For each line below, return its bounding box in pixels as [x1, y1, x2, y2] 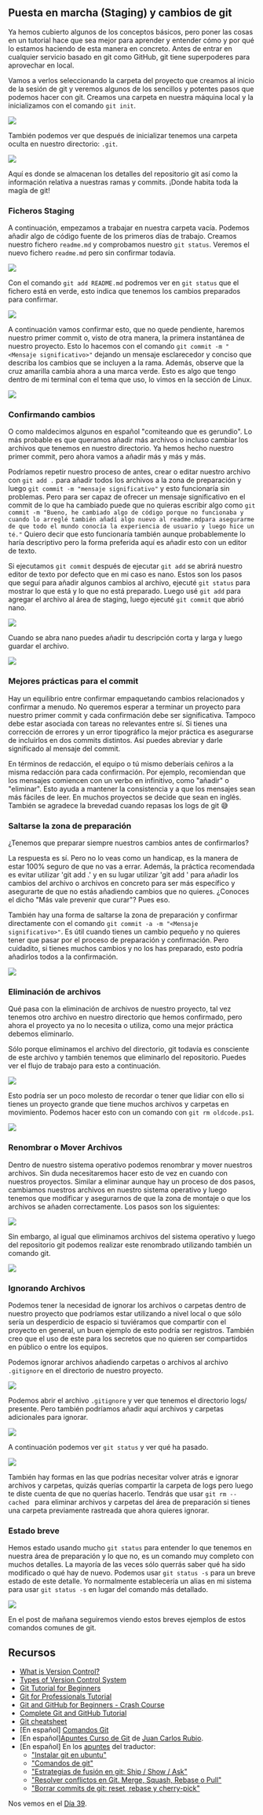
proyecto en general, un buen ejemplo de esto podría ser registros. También [8, 1325, 254, 1334]
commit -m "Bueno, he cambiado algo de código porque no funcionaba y [8, 509, 244, 517]
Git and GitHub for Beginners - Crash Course [19, 1700, 165, 1709]
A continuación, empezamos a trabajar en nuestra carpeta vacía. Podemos [8, 223, 250, 232]
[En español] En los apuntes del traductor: [19, 1742, 156, 1751]
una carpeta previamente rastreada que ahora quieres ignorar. [8, 1506, 210, 1515]
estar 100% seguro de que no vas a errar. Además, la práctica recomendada [8, 862, 255, 871]
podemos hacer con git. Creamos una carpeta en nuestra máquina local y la [8, 92, 254, 101]
